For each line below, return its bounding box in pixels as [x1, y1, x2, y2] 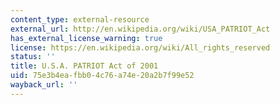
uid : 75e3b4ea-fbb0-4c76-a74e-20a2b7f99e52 [10, 71, 195, 81]
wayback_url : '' [10, 80, 78, 90]
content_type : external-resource [10, 14, 150, 25]
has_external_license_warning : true [10, 33, 163, 43]
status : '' [10, 52, 56, 62]
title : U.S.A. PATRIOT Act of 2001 [10, 61, 159, 71]
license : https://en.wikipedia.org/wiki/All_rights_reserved [10, 42, 271, 53]
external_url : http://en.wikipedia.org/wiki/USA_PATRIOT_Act [10, 24, 271, 34]
